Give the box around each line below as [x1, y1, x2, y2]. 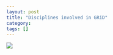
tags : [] [6, 25, 29, 32]
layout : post [6, 8, 40, 15]
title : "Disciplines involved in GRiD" [6, 15, 108, 21]
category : [6, 20, 32, 26]
